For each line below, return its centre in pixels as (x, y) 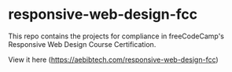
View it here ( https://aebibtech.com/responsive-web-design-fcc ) (113, 59)
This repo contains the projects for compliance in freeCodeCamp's (116, 36)
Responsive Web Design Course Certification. (82, 44)
